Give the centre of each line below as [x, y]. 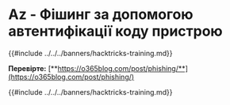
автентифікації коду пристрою [116, 31]
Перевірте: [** [33, 68]
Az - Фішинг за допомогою [101, 15]
